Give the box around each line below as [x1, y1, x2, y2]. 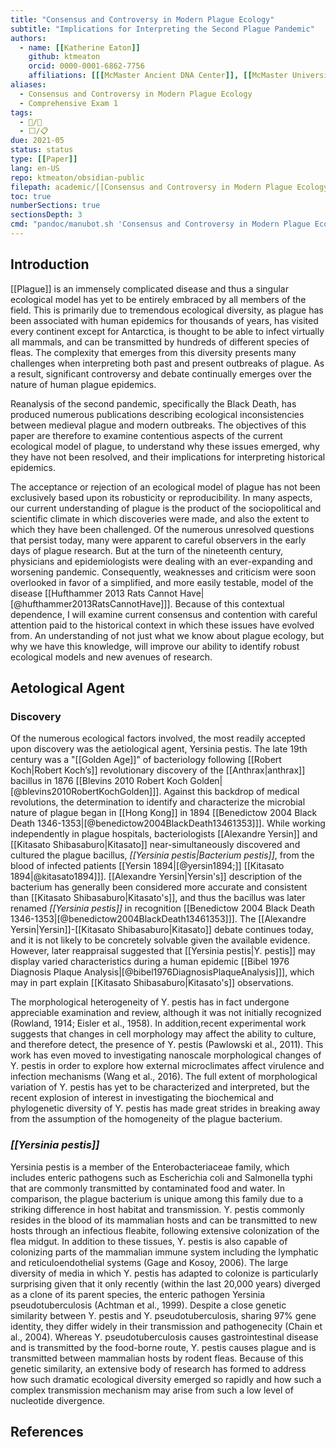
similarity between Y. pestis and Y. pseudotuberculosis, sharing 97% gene [10, 1309, 317, 1321]
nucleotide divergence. [10, 1394, 106, 1406]
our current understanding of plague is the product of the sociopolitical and [10, 502, 322, 514]
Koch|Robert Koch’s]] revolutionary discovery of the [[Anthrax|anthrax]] [10, 764, 306, 776]
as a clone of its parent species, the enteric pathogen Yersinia [10, 1288, 266, 1300]
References [10, 1424, 84, 1441]
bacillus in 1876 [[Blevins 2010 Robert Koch [10, 775, 188, 787]
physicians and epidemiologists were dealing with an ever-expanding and [10, 555, 313, 567]
